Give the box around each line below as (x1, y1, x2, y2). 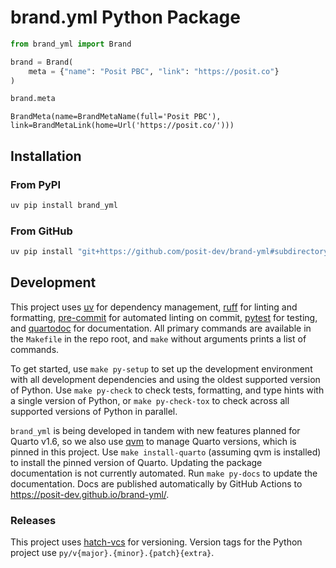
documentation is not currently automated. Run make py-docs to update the (10, 467, 318, 479)
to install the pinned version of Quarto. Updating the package (10, 456, 263, 468)
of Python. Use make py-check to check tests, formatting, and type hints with (10, 384, 325, 396)
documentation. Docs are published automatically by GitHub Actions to (10, 477, 303, 490)
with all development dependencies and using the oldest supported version (10, 373, 321, 385)
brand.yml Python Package (10, 6, 241, 29)
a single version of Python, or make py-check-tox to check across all (10, 394, 290, 406)
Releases (10, 513, 57, 527)
